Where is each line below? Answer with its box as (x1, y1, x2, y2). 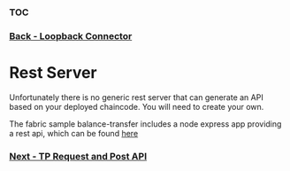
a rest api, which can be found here (9, 128, 139, 138)
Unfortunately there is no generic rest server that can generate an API (9, 91, 263, 103)
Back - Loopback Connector (9, 29, 133, 42)
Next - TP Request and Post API (9, 150, 148, 162)
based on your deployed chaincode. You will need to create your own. (9, 101, 264, 112)
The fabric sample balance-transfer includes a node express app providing (9, 118, 282, 129)
